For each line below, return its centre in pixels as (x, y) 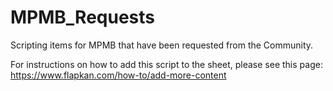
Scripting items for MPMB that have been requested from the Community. (162, 45)
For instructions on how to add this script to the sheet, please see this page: (166, 64)
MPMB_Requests (83, 17)
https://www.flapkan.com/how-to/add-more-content (118, 75)
